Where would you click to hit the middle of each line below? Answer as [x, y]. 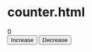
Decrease [55, 40]
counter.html [46, 12]
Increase [22, 40]
